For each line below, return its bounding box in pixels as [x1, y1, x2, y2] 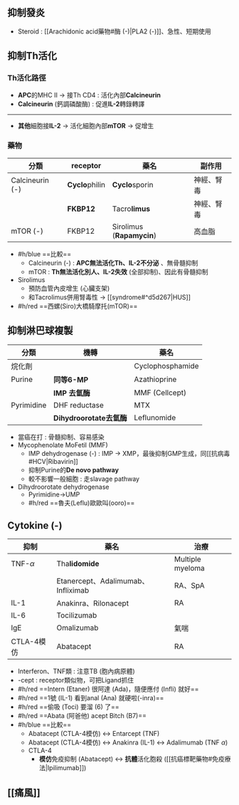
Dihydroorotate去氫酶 [53, 412, 127, 422]
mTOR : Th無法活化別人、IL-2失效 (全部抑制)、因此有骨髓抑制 [28, 267, 208, 276]
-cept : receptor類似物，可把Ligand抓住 [17, 676, 134, 685]
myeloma [174, 563, 205, 573]
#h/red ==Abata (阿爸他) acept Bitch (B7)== [17, 712, 147, 720]
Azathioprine [134, 374, 177, 384]
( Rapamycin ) [112, 230, 156, 240]
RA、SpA [174, 581, 205, 591]
